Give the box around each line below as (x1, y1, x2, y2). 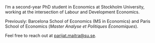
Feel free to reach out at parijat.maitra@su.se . (5, 33, 96, 38)
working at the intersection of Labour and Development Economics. (5, 9, 140, 15)
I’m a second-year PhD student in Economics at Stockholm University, (5, 4, 145, 10)
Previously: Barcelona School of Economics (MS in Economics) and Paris (5, 19, 151, 24)
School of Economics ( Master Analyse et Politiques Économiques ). (5, 23, 139, 29)
